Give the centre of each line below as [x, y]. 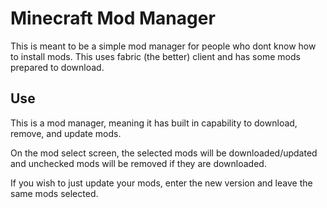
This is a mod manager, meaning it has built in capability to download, [154, 123]
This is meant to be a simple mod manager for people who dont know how [163, 46]
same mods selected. [54, 193]
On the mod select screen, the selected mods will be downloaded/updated [164, 153]
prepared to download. [57, 67]
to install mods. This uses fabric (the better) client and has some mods [155, 56]
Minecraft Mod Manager [113, 18]
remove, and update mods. [66, 133]
